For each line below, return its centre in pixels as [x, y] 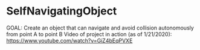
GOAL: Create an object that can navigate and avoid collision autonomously [100, 28]
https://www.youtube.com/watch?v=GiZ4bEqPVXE [69, 40]
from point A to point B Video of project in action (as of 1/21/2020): [89, 34]
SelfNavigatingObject [62, 11]
